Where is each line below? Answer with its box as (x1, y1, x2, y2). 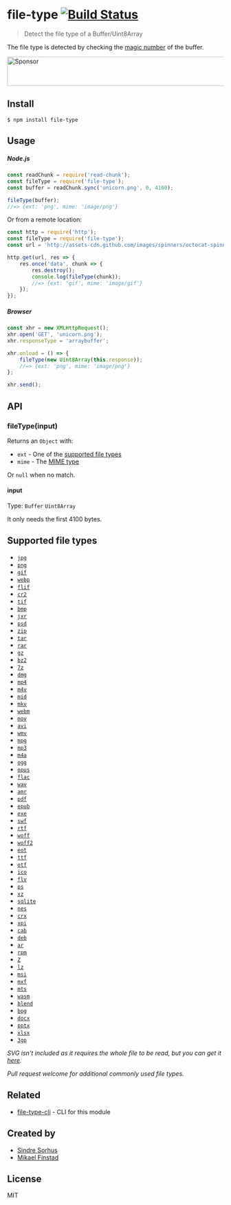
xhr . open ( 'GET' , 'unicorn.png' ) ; (7, 331, 103, 338)
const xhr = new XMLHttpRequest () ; (7, 325, 109, 332)
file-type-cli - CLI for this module (16, 1107, 111, 1116)
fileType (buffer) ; (7, 197, 60, 204)
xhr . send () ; (7, 382, 41, 389)
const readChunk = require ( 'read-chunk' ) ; (7, 172, 131, 179)
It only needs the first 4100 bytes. (7, 515, 102, 523)
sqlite (16, 898, 36, 904)
